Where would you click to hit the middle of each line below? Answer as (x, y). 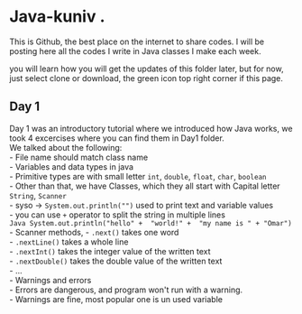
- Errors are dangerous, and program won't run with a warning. (126, 290)
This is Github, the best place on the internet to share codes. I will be (137, 42)
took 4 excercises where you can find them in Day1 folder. (117, 138)
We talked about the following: (66, 147)
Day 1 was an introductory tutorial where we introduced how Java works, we (151, 128)
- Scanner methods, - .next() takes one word (94, 232)
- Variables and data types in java (71, 166)
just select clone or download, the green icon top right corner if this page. (146, 78)
